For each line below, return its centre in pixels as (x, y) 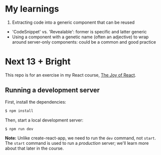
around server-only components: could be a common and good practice (84, 42)
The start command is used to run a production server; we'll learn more (77, 143)
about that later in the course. (35, 148)
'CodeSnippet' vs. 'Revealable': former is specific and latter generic (79, 31)
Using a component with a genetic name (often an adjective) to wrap (80, 37)
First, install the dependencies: (36, 102)
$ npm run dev (19, 129)
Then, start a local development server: (44, 120)
